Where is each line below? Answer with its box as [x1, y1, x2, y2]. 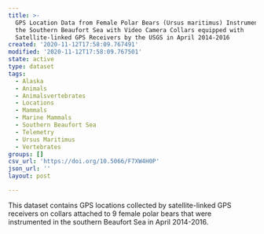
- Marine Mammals [15, 114, 72, 122]
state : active [8, 56, 55, 64]
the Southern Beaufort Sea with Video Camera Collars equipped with [15, 26, 244, 34]
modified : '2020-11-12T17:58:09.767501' [8, 48, 143, 56]
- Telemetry [15, 128, 55, 136]
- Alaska [15, 77, 44, 85]
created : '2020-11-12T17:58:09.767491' [8, 41, 139, 49]
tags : [8, 70, 26, 78]
